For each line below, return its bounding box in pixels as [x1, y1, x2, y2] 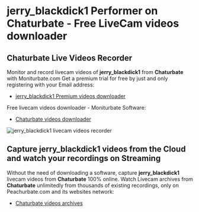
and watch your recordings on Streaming [7, 153, 161, 163]
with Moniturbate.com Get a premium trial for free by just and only [7, 75, 168, 82]
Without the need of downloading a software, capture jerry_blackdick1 [7, 169, 180, 176]
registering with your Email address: [7, 81, 95, 88]
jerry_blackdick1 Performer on [7, 4, 158, 18]
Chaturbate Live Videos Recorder [7, 53, 133, 63]
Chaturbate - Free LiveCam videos [7, 17, 179, 30]
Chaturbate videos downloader [15, 115, 91, 123]
